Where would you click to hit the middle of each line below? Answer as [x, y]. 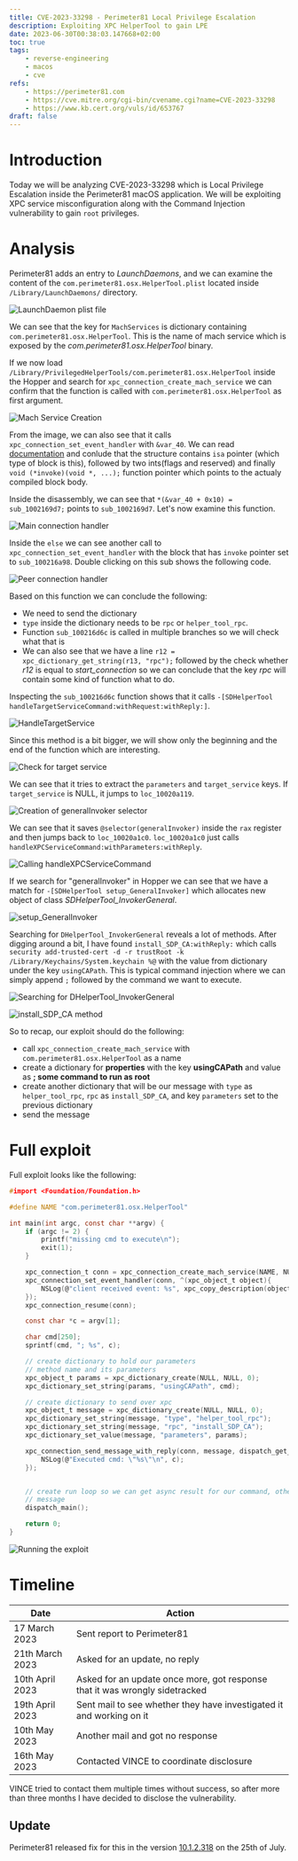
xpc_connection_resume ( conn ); [81, 1305]
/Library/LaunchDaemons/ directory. [74, 292]
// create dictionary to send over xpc [99, 1402]
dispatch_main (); [57, 1508]
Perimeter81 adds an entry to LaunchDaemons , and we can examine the [141, 273]
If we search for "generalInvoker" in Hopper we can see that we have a [139, 881]
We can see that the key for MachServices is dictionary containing [128, 326]
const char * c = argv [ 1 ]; [73, 1321]
